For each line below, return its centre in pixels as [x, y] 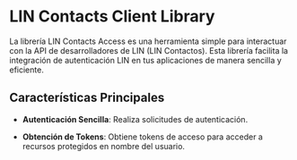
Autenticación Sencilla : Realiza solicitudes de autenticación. [135, 119]
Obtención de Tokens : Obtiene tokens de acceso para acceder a [142, 137]
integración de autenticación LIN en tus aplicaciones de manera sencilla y [146, 60]
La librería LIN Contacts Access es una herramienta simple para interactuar [148, 41]
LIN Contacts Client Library [112, 17]
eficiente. [27, 70]
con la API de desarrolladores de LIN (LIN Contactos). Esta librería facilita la [149, 50]
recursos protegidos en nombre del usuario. [104, 146]
